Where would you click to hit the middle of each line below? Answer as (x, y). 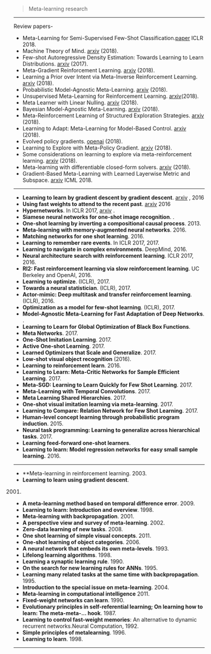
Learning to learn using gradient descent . (75, 480)
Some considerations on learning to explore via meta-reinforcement (107, 154)
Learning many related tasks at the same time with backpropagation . (111, 574)
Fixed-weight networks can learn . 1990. (73, 600)
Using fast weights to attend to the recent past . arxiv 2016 (96, 204)
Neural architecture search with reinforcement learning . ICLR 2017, (108, 256)
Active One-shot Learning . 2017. (64, 346)
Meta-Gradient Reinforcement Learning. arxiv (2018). (89, 70)
